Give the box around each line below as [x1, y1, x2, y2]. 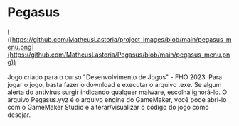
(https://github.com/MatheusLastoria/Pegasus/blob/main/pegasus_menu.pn [7, 50, 230, 59]
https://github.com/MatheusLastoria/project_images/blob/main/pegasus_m [11, 35, 232, 43]
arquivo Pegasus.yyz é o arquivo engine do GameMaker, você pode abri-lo [7, 95, 227, 103]
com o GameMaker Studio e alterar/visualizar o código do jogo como [7, 103, 209, 111]
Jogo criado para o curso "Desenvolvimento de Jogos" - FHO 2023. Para [7, 72, 223, 81]
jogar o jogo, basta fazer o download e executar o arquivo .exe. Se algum [7, 80, 222, 88]
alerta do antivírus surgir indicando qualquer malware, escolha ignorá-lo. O [7, 88, 228, 96]
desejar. [7, 110, 31, 119]
